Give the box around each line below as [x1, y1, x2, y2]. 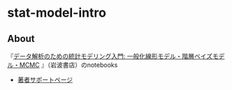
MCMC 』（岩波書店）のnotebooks [19, 61, 118, 69]
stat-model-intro [7, 5, 107, 21]
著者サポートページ [17, 75, 73, 84]
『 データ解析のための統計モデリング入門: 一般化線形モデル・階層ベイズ [7, 52, 213, 60]
